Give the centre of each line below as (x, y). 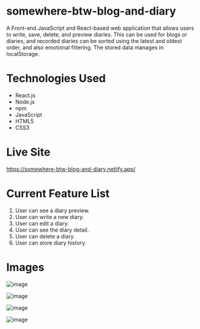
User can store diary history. (51, 243)
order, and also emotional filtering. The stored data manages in (85, 47)
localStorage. (23, 54)
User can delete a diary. (45, 236)
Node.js (25, 102)
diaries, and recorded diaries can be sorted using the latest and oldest (94, 41)
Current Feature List (58, 193)
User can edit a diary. (42, 223)
